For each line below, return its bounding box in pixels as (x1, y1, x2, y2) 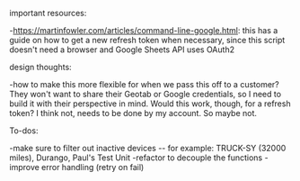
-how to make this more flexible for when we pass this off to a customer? (9, 79, 280, 89)
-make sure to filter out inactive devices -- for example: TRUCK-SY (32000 (9, 143, 287, 153)
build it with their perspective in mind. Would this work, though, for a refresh (9, 98, 291, 109)
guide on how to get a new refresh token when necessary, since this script (9, 35, 286, 45)
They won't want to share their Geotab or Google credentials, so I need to (9, 89, 281, 99)
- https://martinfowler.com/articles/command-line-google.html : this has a (9, 25, 278, 35)
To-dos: (9, 125, 39, 136)
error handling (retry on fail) (41, 162, 145, 172)
